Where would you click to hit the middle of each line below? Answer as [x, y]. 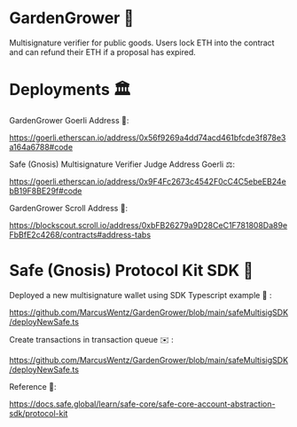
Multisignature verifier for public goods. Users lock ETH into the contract [142, 43]
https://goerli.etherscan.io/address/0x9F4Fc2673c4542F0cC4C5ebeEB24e [148, 181]
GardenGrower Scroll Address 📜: [69, 208]
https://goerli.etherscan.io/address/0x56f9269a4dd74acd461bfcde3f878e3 [148, 138]
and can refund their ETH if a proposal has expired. [103, 51]
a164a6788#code [41, 146]
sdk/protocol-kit [39, 413]
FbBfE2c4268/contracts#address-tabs [80, 234]
